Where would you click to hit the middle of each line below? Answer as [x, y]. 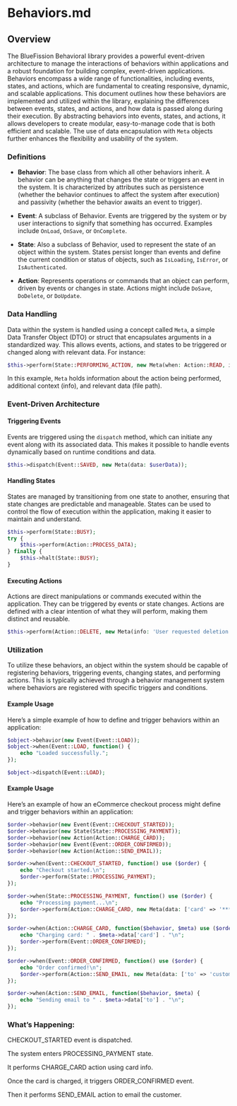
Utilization [25, 650]
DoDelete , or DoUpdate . [49, 296]
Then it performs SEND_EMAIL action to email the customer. [95, 1095]
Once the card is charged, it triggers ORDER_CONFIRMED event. [101, 1081]
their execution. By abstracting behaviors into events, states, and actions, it [116, 116]
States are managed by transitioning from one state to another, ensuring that [119, 496]
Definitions [27, 157]
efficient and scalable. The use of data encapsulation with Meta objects [110, 131]
